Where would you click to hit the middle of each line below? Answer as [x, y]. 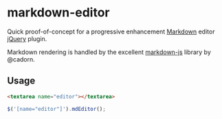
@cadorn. [21, 59]
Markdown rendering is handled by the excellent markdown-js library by [109, 52]
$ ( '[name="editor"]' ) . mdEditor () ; [57, 109]
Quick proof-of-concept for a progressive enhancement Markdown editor [111, 31]
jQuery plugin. [27, 38]
